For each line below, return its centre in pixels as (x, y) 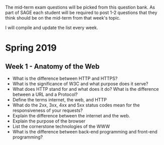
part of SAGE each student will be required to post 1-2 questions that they (81, 13)
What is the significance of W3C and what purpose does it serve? (80, 84)
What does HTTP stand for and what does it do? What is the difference (86, 89)
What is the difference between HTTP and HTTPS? (65, 78)
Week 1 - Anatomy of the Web (52, 66)
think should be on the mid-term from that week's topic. (63, 18)
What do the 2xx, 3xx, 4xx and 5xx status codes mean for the (76, 105)
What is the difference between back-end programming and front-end (85, 132)
